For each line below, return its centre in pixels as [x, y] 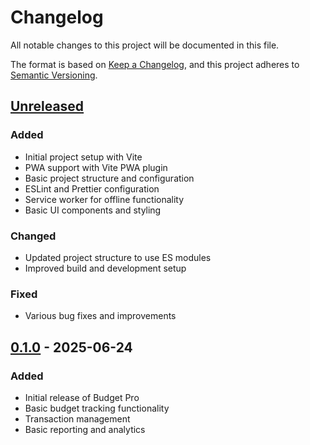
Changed [33, 236]
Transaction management [77, 418]
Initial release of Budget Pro [82, 397]
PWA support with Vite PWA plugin [96, 167]
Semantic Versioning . [54, 75]
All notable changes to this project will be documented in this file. [145, 45]
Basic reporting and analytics [85, 429]
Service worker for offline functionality [104, 199]
